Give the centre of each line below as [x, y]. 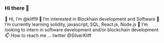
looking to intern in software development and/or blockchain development [81, 30]
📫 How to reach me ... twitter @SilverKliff [48, 35]
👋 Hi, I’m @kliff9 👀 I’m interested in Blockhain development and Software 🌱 [82, 19]
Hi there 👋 [17, 8]
